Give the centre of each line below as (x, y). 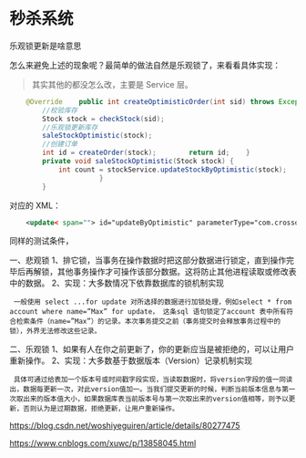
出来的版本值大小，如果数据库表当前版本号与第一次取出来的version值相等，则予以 (156, 399)
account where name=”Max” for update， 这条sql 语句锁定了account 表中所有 (148, 312)
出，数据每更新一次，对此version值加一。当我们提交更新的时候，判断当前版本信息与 (146, 390)
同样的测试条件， (41, 241)
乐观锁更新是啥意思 (46, 46)
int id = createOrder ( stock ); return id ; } (146, 153)
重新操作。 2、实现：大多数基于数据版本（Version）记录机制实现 (131, 360)
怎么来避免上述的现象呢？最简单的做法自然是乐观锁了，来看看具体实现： (145, 65)
